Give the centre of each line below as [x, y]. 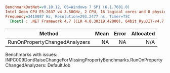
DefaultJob [59, 65]
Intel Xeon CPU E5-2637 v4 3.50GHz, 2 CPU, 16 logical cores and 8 [78, 12]
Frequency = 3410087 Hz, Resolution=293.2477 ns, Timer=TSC [68, 16]
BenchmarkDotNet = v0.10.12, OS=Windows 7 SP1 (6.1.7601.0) [68, 7]
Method [49, 33]
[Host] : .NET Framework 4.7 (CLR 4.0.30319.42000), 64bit [73, 21]
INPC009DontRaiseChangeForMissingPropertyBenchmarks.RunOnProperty [84, 60]
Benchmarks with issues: [31, 54]
